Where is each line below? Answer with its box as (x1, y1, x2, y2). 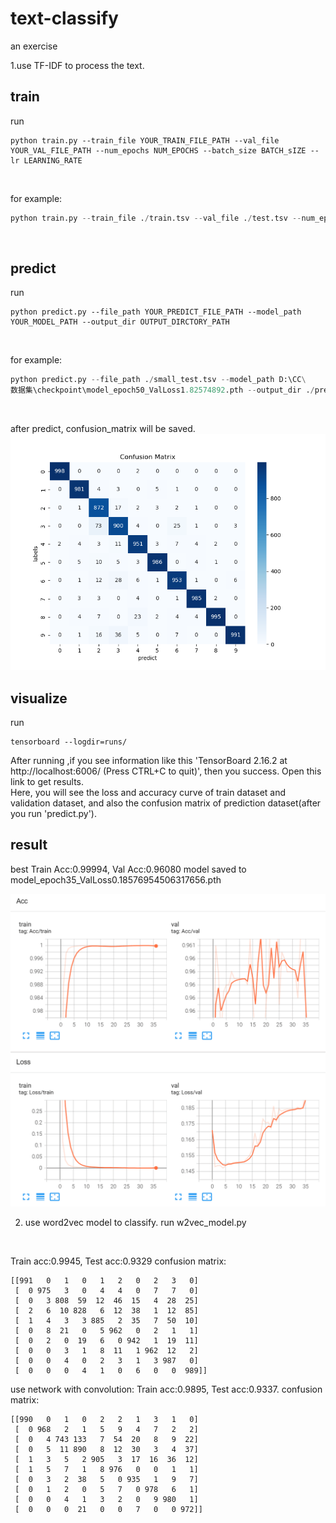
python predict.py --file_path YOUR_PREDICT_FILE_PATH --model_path (10, 307, 302, 317)
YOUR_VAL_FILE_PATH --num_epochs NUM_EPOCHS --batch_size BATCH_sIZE (10, 145, 307, 156)
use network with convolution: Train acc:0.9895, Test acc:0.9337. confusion (10, 1383, 323, 1395)
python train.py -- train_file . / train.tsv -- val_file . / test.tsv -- (10, 213, 302, 223)
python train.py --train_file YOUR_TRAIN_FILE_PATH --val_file (10, 135, 280, 146)
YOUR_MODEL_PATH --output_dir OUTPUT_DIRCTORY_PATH (10, 317, 230, 327)
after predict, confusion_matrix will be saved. (10, 423, 196, 435)
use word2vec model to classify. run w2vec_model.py (24, 1216, 247, 1228)
